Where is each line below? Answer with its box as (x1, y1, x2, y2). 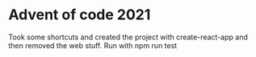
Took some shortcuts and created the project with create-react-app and (8, 32, 249, 42)
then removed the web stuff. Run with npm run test (8, 40, 178, 50)
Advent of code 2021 (8, 6, 151, 24)
